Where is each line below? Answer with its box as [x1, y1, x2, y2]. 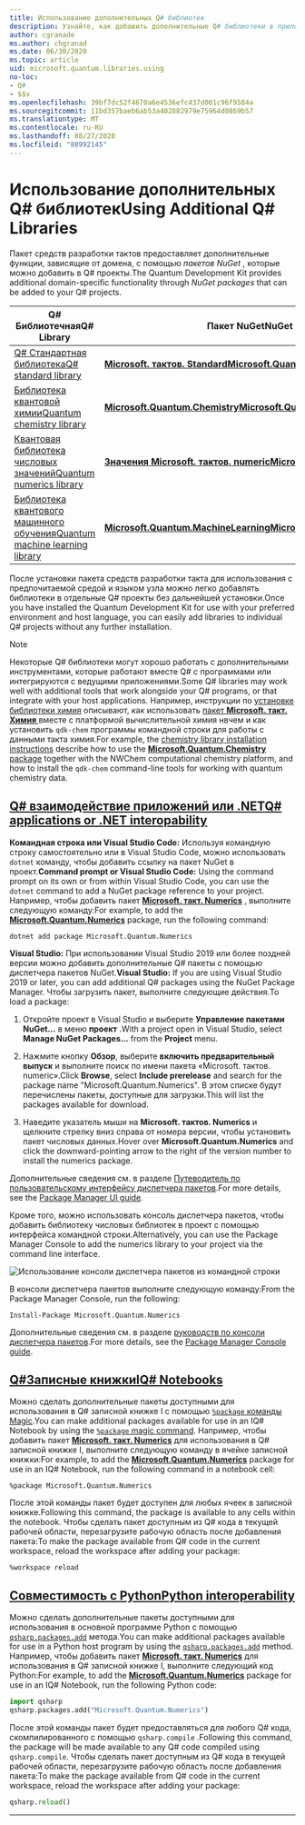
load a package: [9, 996, 70, 1007]
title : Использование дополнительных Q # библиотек [9, 13, 205, 23]
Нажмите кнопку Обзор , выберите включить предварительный [22, 1051, 275, 1062]
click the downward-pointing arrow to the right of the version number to [22, 1145, 292, 1156]
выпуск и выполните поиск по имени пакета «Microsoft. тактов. [22, 1060, 271, 1071]
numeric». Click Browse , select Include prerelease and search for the [22, 1070, 282, 1081]
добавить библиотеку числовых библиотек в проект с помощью [9, 1219, 260, 1230]
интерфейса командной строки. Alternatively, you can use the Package [9, 1229, 279, 1240]
